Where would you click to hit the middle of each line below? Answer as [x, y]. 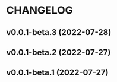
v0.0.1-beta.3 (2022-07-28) [59, 32]
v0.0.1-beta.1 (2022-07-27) [57, 73]
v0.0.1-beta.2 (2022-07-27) [58, 52]
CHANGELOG [39, 10]
